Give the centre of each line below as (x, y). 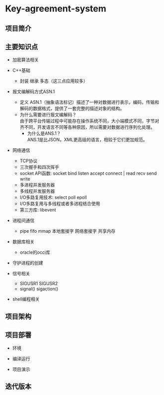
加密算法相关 (25, 60)
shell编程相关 (26, 299)
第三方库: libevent (38, 210)
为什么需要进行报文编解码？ (48, 115)
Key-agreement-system (56, 9)
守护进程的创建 (28, 263)
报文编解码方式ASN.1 (34, 92)
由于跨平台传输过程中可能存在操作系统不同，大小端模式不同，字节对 (89, 121)
